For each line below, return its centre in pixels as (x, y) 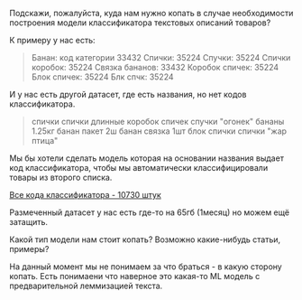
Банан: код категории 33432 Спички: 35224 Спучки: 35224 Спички (161, 57)
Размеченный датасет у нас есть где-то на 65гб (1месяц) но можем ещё (150, 212)
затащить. (28, 222)
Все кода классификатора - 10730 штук (86, 195)
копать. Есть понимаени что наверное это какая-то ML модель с (135, 276)
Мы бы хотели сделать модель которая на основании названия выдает (146, 158)
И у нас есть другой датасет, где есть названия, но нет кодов (128, 94)
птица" (45, 141)
